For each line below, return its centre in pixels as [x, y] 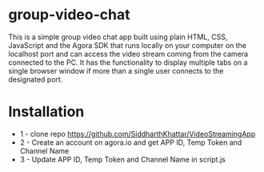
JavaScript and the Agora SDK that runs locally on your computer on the [127, 45]
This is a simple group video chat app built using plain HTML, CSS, [118, 37]
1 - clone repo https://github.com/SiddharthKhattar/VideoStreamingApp [138, 134]
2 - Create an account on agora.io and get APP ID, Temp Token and [131, 142]
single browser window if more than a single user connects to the [116, 70]
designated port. [36, 79]
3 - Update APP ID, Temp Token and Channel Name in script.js [122, 159]
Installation [46, 112]
